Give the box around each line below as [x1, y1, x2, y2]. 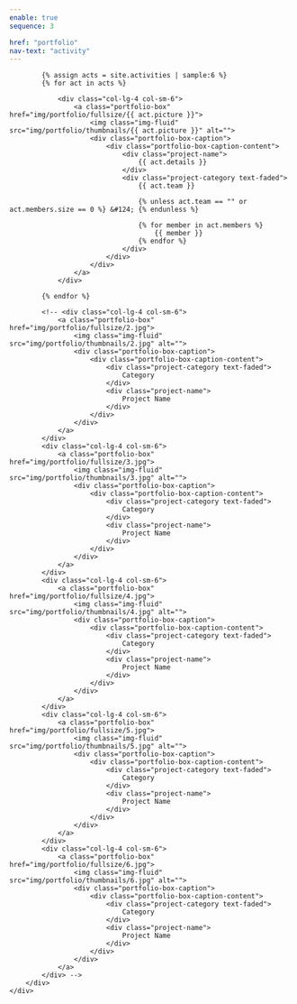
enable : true [9, 13, 58, 23]
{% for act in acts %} [41, 78, 127, 88]
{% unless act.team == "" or [138, 198, 247, 207]
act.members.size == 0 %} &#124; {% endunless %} [9, 205, 200, 215]
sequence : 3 [9, 22, 54, 31]
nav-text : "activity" [9, 46, 91, 55]
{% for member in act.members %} [138, 221, 264, 230]
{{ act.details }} [138, 158, 207, 167]
